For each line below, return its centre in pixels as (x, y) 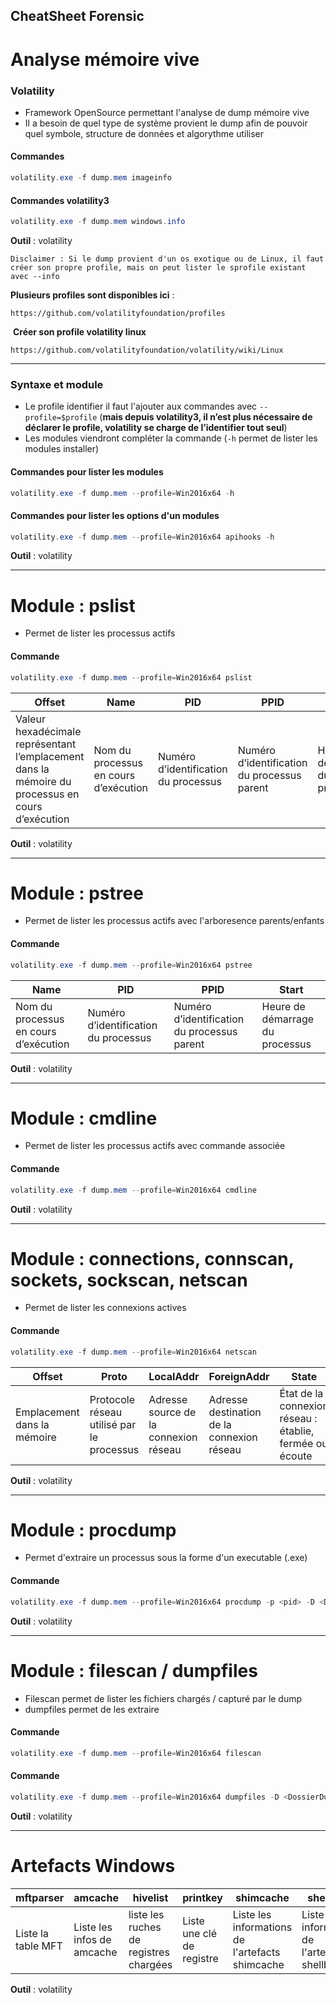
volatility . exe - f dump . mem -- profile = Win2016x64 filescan (136, 1753)
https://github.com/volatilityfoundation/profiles (118, 314)
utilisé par (113, 1424)
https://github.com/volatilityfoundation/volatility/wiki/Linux (147, 350)
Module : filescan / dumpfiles (134, 1670)
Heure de (283, 1006)
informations (262, 1927)
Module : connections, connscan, (152, 1258)
